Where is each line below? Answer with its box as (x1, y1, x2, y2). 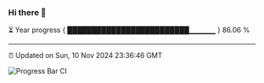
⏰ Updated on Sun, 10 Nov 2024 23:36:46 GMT (8, 51, 163, 60)
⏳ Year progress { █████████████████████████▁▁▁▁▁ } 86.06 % (8, 25, 250, 34)
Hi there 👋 (8, 7, 47, 18)
